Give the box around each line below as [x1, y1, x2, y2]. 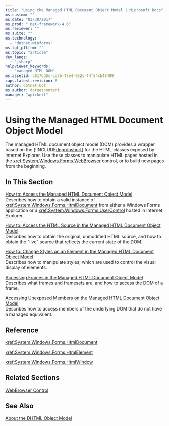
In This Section [5, 178, 53, 186]
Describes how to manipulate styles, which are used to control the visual [5, 259, 156, 265]
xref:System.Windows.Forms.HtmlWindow [5, 359, 93, 365]
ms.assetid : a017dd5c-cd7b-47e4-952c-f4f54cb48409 [5, 73, 114, 79]
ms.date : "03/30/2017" [5, 17, 53, 22]
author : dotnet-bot [5, 83, 46, 88]
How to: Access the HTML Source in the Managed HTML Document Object [5, 222, 161, 228]
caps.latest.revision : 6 [5, 78, 58, 83]
